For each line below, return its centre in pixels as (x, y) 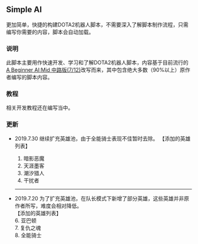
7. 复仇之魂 (28, 228)
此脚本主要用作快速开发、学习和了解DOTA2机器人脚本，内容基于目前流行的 (97, 63)
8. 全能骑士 (28, 235)
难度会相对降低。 (61, 206)
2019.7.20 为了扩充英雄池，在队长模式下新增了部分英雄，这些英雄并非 (99, 198)
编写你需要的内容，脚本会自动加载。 (50, 32)
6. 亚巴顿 (25, 220)
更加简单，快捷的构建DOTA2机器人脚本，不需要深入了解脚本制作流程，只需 (97, 24)
